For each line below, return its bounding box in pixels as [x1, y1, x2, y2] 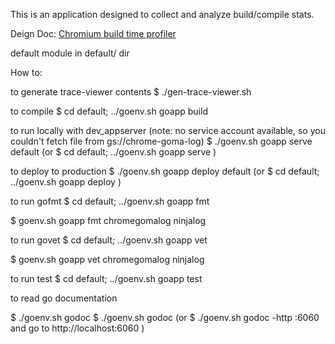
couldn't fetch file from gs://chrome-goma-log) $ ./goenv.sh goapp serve [10, 135, 313, 147]
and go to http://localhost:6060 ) [10, 322, 145, 334]
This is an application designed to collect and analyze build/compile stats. [10, 9, 315, 20]
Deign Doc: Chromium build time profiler [10, 28, 177, 39]
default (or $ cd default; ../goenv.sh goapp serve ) [10, 146, 217, 158]
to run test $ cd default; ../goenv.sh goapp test [10, 273, 203, 284]
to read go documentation [10, 292, 118, 304]
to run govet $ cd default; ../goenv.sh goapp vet [10, 234, 208, 246]
